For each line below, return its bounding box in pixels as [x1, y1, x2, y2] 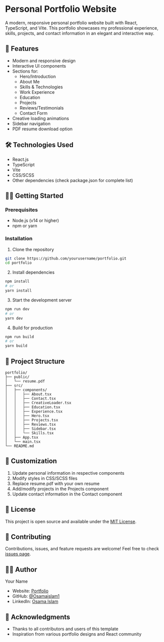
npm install [5, 279, 30, 284]
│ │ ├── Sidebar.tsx [5, 426, 56, 431]
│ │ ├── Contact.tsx [5, 396, 56, 401]
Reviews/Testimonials [19, 105, 64, 111]
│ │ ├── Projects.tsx [5, 417, 58, 422]
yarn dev [5, 316, 23, 321]
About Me [19, 78, 40, 84]
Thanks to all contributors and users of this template [12, 626, 119, 632]
